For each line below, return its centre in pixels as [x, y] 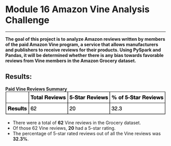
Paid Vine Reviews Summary [36, 89]
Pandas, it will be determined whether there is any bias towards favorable [84, 55]
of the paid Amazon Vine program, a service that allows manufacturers [82, 44]
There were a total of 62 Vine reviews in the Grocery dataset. [77, 123]
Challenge [27, 20]
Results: [19, 77]
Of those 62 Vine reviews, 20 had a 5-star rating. [64, 128]
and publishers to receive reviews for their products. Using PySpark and [83, 50]
